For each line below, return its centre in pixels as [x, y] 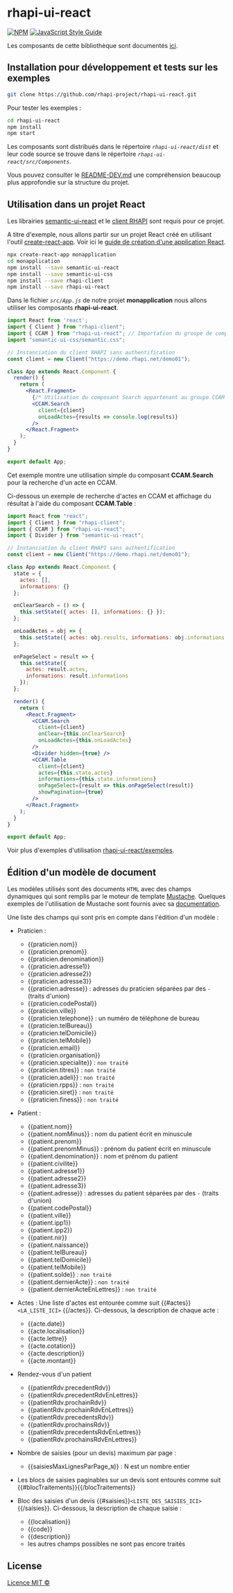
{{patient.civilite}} [53, 1163]
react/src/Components [38, 162]
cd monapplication [34, 261]
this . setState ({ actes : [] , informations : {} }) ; [93, 612]
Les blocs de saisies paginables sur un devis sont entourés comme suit [119, 1480]
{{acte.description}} [56, 1353]
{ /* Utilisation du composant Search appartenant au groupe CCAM [129, 398]
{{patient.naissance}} [58, 1245]
